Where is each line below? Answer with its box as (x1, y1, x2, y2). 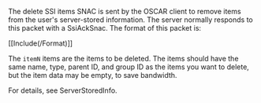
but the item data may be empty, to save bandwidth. (8, 71, 177, 79)
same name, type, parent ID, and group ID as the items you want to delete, (8, 62, 250, 72)
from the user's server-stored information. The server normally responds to (8, 15, 254, 24)
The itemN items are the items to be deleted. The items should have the (8, 54, 239, 63)
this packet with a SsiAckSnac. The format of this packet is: (8, 24, 202, 32)
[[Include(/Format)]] (8, 39, 73, 48)
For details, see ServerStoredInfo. (8, 86, 117, 95)
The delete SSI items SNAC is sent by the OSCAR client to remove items (8, 7, 242, 16)
